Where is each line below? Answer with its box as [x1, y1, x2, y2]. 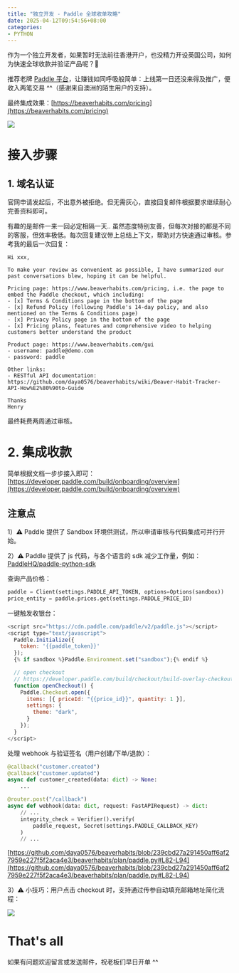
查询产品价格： [7, 574, 51, 582]
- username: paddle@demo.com [7, 347, 94, 354]
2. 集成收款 [7, 444, 73, 461]
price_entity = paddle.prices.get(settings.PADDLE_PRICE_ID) [7, 595, 193, 602]
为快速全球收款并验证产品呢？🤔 [7, 60, 100, 68]
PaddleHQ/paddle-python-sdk [7, 559, 96, 568]
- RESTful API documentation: [7, 372, 97, 379]
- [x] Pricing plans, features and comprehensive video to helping [7, 322, 212, 330]
